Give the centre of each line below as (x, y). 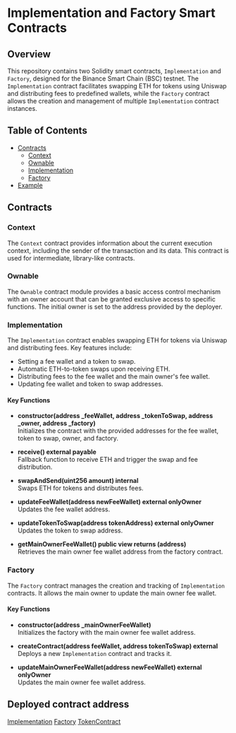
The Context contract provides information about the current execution (110, 243)
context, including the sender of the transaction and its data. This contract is (118, 250)
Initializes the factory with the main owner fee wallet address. (106, 632)
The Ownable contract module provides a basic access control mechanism (114, 292)
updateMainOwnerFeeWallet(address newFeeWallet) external (110, 667)
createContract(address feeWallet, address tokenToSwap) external (118, 646)
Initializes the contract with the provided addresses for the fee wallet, (118, 431)
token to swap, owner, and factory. (68, 439)
